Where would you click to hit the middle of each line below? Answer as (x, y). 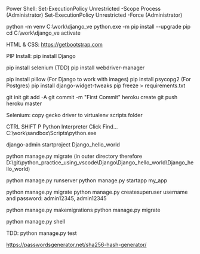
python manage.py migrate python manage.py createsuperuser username (97, 192)
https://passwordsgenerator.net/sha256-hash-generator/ (76, 245)
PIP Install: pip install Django (41, 56)
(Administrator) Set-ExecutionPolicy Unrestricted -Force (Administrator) (94, 15)
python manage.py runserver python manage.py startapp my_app (87, 180)
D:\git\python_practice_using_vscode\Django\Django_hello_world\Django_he (100, 163)
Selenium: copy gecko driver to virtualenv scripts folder (74, 115)
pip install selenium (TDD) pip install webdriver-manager (76, 68)
